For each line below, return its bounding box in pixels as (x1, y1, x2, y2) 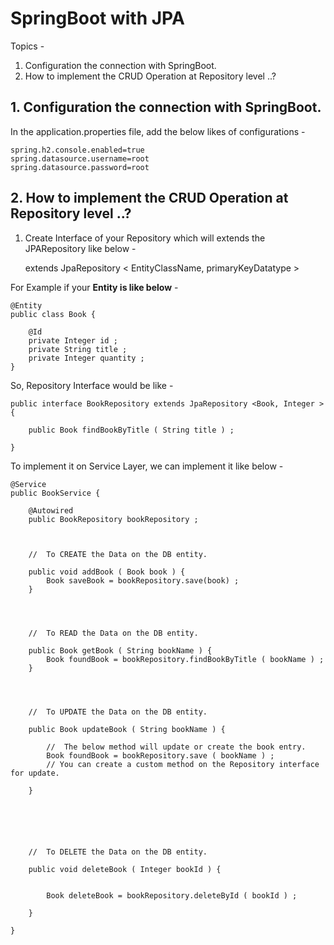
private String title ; (28, 344, 128, 354)
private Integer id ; (28, 335, 118, 346)
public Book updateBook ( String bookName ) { (28, 724, 226, 734)
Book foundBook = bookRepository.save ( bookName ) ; (46, 750, 275, 761)
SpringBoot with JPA (10, 7, 185, 30)
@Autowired (28, 505, 74, 516)
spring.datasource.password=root (10, 162, 150, 172)
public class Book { (10, 309, 97, 319)
